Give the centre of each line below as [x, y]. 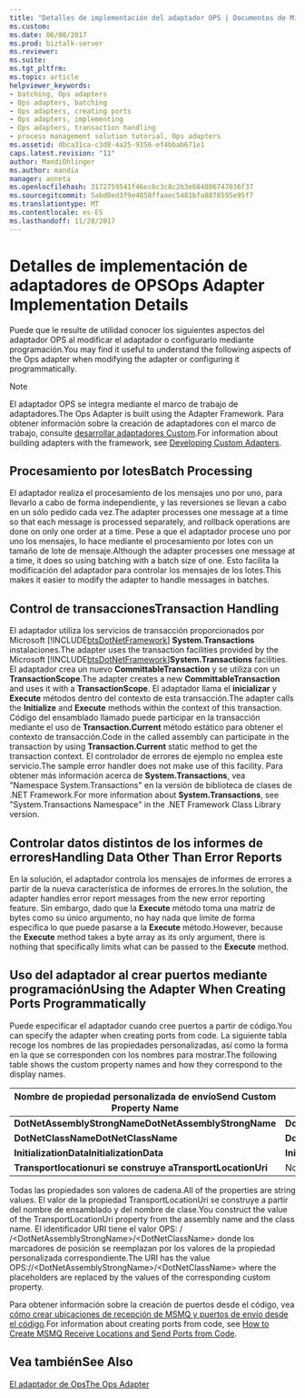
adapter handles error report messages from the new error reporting [138, 898]
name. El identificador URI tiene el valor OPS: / [96, 1229]
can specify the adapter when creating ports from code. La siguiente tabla [148, 1035]
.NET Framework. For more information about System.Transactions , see [144, 795]
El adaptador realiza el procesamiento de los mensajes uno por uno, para [146, 493]
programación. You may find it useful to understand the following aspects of [151, 349]
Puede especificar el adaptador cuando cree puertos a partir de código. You [151, 1026]
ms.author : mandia [44, 170]
